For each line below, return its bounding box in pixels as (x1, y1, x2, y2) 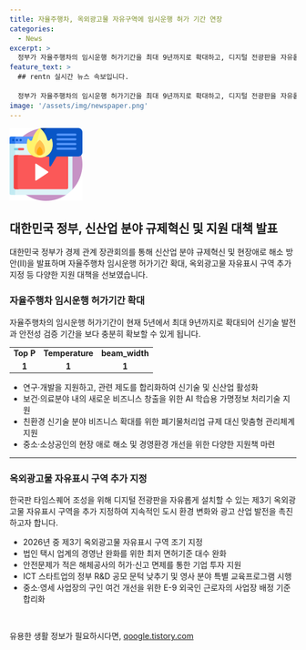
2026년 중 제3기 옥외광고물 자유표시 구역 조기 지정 (22, 537, 203, 548)
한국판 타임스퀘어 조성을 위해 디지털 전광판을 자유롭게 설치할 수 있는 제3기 (9, 494, 272, 505)
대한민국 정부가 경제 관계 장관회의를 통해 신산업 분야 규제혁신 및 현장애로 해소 (9, 247, 284, 258)
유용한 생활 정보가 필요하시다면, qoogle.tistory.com (9, 631, 194, 642)
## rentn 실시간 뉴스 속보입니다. (17, 73, 129, 82)
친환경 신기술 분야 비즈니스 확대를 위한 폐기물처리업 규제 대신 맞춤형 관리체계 (22, 416, 296, 427)
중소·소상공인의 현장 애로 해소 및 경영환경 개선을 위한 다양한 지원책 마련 (22, 439, 276, 450)
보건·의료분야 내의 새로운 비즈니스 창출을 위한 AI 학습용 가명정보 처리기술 (22, 393, 280, 404)
